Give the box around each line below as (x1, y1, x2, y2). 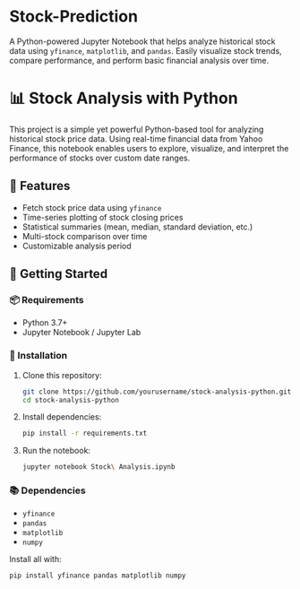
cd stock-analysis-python (21, 395, 119, 404)
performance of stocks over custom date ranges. (9, 152, 191, 163)
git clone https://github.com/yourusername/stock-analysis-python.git (21, 387, 292, 396)
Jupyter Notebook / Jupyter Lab (21, 327, 141, 338)
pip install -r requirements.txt (21, 429, 148, 438)
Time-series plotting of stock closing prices (21, 212, 184, 222)
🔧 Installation (9, 350, 68, 362)
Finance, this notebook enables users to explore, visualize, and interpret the (9, 143, 289, 153)
